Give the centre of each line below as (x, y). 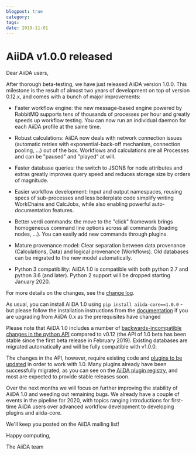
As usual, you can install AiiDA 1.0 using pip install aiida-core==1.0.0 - (94, 304)
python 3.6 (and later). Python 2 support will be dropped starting (92, 275)
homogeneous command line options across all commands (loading (96, 228)
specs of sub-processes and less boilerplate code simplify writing (94, 198)
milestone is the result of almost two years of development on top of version (98, 91)
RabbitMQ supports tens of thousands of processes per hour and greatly (102, 114)
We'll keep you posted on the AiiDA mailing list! (63, 424)
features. (63, 211)
